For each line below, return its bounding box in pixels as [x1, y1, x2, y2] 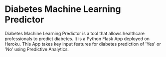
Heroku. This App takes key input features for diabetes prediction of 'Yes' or [4, 41, 162, 47]
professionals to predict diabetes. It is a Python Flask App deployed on [4, 36, 150, 42]
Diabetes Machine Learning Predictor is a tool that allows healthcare [4, 30, 145, 36]
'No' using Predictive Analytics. [4, 46, 69, 52]
